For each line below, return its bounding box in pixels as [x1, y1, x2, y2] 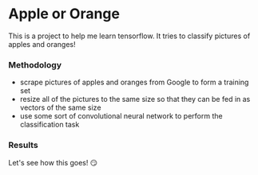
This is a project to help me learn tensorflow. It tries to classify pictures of [8, 31, 251, 41]
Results [8, 140, 38, 151]
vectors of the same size [19, 103, 101, 112]
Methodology [8, 59, 62, 70]
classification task [19, 120, 80, 130]
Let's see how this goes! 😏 [8, 157, 98, 167]
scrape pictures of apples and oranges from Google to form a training [19, 77, 249, 87]
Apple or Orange [8, 5, 120, 23]
